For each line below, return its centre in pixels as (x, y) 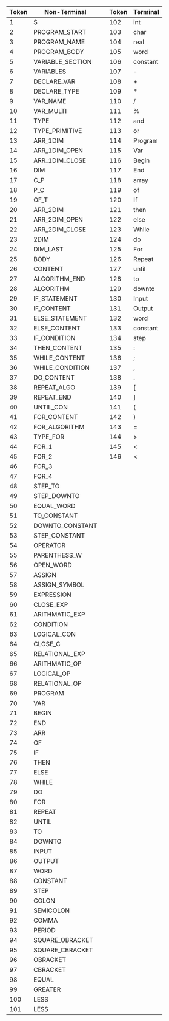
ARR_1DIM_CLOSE (60, 160)
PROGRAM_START (60, 32)
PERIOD (44, 930)
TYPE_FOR (49, 437)
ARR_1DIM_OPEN (58, 150)
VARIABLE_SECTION (62, 62)
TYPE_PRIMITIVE (58, 131)
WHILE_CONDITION (61, 368)
